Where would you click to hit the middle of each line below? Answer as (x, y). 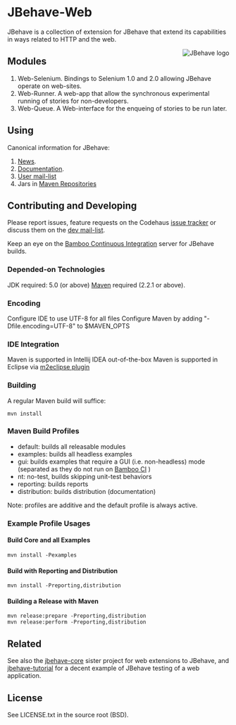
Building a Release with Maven (53, 601)
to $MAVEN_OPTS (104, 326)
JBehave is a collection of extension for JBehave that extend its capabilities (117, 32)
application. (24, 676)
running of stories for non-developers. (73, 101)
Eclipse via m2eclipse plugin (49, 367)
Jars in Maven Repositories (57, 183)
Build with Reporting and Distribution (63, 571)
